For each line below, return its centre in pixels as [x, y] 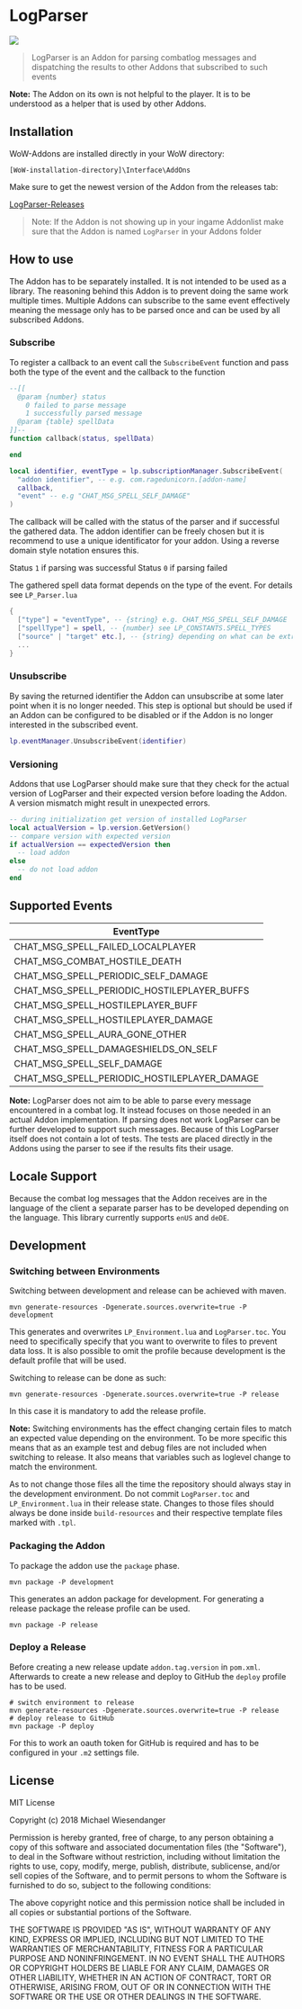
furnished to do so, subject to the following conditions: [110, 1885]
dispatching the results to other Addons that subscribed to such [149, 67]
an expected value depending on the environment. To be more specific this [148, 1438]
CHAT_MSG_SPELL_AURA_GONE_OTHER [100, 1034]
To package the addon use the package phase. [94, 1565]
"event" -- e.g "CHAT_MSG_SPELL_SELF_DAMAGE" [104, 496]
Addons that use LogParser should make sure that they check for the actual [149, 783]
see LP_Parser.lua [44, 595]
